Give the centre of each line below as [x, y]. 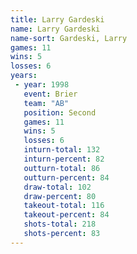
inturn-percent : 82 [64, 159]
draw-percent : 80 [60, 196]
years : [24, 76]
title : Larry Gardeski [57, 19]
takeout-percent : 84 [66, 215]
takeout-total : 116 [64, 206]
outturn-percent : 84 [66, 177]
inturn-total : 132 [62, 150]
